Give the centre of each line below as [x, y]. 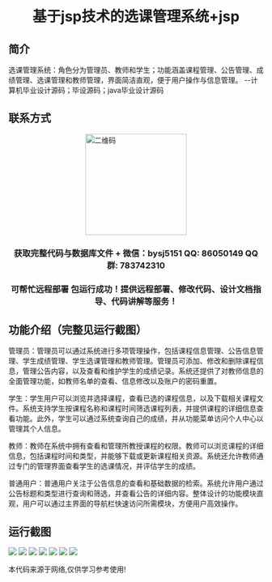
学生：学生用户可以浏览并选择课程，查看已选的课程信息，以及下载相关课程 [132, 398]
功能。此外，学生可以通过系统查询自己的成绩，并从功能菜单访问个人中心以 [139, 418]
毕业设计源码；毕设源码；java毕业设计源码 [93, 90]
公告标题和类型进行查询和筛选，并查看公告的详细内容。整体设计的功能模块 [132, 494]
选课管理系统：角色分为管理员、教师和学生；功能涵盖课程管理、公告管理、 [132, 70]
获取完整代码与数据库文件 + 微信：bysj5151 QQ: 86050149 [128, 253]
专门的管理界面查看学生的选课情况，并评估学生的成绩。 [107, 466]
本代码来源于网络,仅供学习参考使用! [68, 569]
